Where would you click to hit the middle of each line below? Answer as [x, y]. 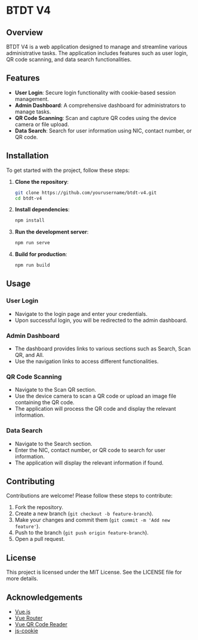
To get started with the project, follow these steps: [68, 170]
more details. [22, 579]
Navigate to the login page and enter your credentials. [81, 313]
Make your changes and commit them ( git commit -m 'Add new [92, 520]
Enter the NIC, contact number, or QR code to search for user [90, 450]
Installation [27, 156]
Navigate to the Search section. [53, 444]
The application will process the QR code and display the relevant [95, 409]
